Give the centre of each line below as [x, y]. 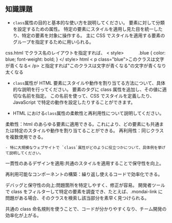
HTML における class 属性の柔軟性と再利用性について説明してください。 [88, 113]
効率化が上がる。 [23, 215]
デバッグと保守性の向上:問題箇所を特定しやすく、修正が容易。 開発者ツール [85, 185]
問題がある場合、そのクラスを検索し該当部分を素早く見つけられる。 [77, 198]
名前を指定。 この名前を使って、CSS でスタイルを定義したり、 [88, 96]
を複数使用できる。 [26, 137]
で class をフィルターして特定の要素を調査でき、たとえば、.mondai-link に [84, 191]
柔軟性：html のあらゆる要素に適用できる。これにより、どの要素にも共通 [82, 124]
